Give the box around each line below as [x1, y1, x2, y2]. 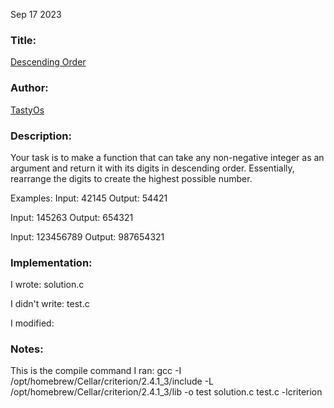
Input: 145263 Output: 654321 [10, 211, 134, 223]
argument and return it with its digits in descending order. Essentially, [10, 162, 295, 174]
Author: [10, 81, 49, 95]
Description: [10, 129, 72, 143]
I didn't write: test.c [10, 298, 90, 310]
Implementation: [10, 255, 93, 269]
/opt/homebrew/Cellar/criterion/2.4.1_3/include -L [10, 375, 215, 388]
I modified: [10, 317, 55, 329]
